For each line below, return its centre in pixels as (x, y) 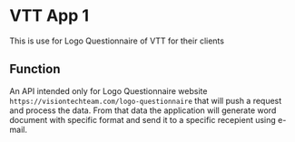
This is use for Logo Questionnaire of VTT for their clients (117, 41)
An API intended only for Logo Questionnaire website (108, 90)
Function (35, 69)
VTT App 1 (49, 16)
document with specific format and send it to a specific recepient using (143, 119)
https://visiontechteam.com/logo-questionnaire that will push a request (146, 100)
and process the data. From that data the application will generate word (143, 110)
